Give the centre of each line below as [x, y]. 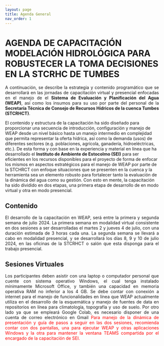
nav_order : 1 [18, 19]
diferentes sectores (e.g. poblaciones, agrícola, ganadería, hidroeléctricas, [80, 144]
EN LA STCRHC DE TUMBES [62, 74]
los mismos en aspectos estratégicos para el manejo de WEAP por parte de [81, 165]
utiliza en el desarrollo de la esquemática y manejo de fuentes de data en [82, 302]
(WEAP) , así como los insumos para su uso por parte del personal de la [82, 103]
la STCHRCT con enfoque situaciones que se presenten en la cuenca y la [79, 170]
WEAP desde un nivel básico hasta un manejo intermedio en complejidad [79, 133]
